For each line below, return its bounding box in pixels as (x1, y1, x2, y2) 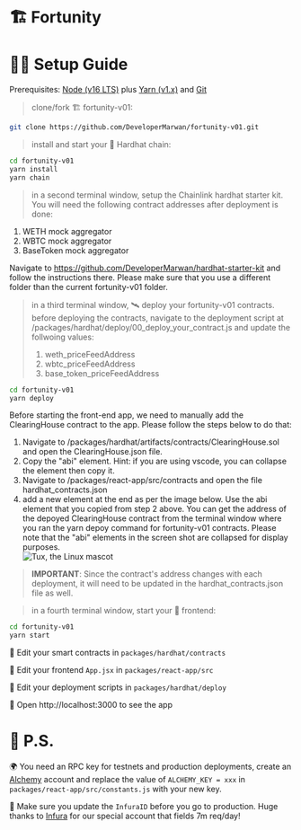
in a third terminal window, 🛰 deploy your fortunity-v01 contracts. (31, 299, 275, 310)
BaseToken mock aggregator (22, 244, 129, 256)
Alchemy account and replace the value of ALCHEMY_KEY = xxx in (9, 774, 245, 785)
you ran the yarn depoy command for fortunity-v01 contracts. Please (22, 523, 277, 534)
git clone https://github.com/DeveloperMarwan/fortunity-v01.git (9, 123, 259, 132)
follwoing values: (31, 331, 94, 342)
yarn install (9, 164, 58, 173)
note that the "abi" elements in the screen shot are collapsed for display (22, 532, 289, 543)
